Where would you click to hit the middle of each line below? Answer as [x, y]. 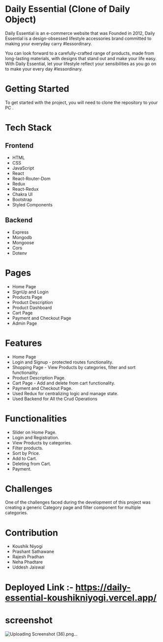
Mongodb [22, 237]
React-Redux [25, 189]
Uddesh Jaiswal [28, 567]
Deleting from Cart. [32, 464]
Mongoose [23, 242]
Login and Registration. [36, 438]
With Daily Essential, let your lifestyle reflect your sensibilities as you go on [81, 64]
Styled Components [32, 204]
